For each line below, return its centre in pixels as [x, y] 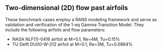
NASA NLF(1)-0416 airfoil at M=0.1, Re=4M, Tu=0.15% [66, 39]
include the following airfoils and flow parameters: [55, 30]
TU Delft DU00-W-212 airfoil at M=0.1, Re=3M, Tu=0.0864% [72, 44]
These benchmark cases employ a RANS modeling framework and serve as [81, 19]
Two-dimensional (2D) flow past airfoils [67, 8]
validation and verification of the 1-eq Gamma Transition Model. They [74, 25]
